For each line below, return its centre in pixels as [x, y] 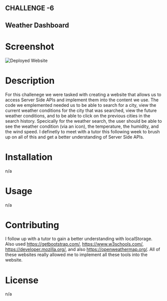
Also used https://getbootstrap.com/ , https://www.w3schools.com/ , [75, 244]
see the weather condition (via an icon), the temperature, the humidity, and [82, 126]
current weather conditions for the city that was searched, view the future [81, 110]
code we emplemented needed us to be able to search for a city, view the [81, 105]
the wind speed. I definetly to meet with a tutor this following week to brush [83, 131]
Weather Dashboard [37, 25]
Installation [29, 157]
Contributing [32, 225]
